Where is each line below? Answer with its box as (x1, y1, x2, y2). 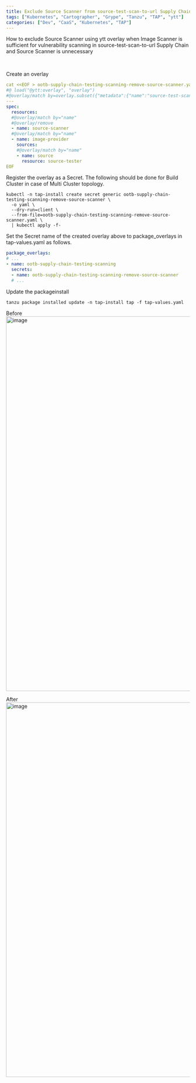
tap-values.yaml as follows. (6, 239, 72, 246)
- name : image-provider (11, 136, 69, 142)
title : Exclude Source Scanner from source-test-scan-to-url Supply (6, 8, 176, 15)
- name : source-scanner (11, 125, 69, 132)
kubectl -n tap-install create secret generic (6, 191, 121, 198)
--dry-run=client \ (11, 207, 59, 213)
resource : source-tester (21, 158, 82, 164)
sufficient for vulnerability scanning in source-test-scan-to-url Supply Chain (6, 42, 189, 49)
